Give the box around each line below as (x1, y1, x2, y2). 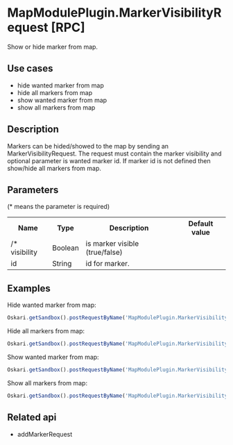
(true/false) (85, 248, 123, 258)
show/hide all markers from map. (7, 164, 102, 172)
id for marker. (85, 259, 130, 269)
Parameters (7, 184, 59, 196)
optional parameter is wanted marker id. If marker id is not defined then (7, 156, 212, 165)
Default (188, 219, 214, 228)
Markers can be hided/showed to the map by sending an (7, 142, 169, 150)
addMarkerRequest (17, 430, 73, 438)
